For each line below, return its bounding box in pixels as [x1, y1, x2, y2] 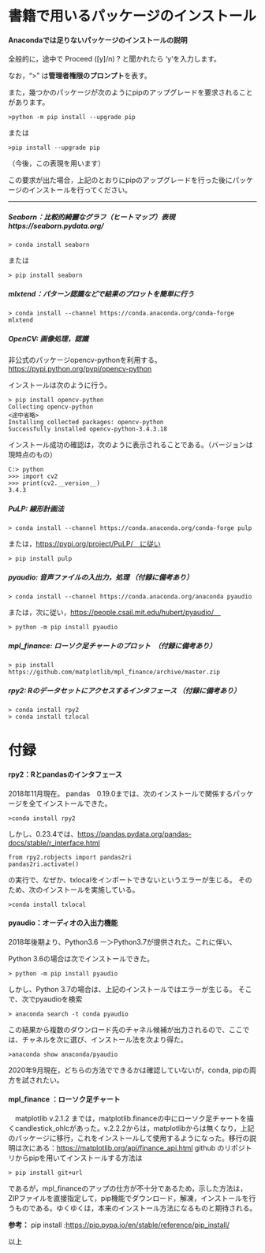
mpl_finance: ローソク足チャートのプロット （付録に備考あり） [8, 640, 217, 651]
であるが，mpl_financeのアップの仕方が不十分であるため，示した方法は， [8, 1184, 247, 1193]
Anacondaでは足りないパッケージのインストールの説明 [8, 35, 188, 44]
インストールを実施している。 [42, 885, 140, 894]
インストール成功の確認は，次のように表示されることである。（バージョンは [8, 440, 253, 449]
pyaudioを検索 [35, 994, 83, 1004]
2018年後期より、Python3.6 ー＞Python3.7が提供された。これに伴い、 [8, 937, 237, 946]
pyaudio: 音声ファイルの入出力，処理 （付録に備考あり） [8, 572, 193, 582]
